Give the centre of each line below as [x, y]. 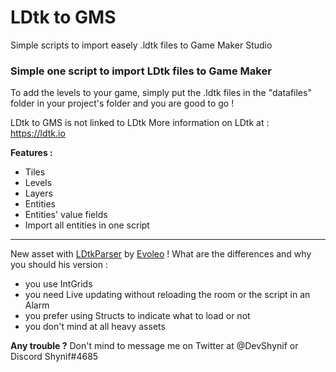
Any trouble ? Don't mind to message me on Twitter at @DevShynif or [154, 346]
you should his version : [59, 265]
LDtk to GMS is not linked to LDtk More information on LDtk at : [140, 123]
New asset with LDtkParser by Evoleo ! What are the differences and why [161, 254]
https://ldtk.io [38, 133]
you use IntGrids [58, 284]
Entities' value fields [66, 215]
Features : [31, 153]
